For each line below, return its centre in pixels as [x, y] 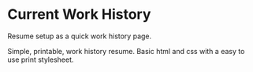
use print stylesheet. [41, 59]
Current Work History [79, 14]
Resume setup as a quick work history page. [80, 36]
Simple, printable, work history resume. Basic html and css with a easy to [126, 51]
